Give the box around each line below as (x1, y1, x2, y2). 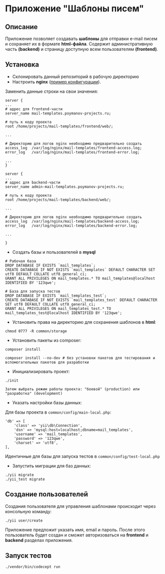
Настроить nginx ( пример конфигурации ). (12, 78, 101, 84)
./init (5, 378, 19, 383)
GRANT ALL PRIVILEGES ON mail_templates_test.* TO (5, 306, 111, 311)
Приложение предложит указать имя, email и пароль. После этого (5, 527, 145, 533)
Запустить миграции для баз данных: (12, 462, 91, 469)
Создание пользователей (5, 490, 88, 498)
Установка (5, 60, 39, 69)
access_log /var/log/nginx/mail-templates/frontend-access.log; (5, 145, 142, 151)
